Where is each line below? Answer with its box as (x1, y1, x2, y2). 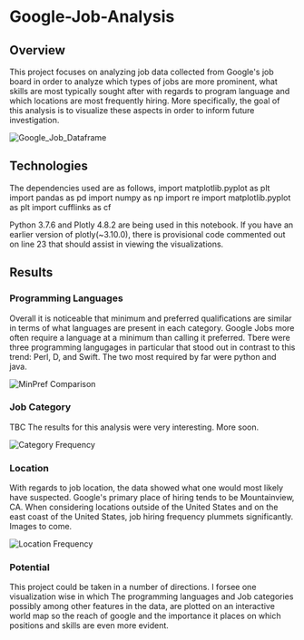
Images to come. (9, 521, 73, 532)
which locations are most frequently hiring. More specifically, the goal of (9, 95, 280, 106)
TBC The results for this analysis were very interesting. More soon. (9, 422, 260, 432)
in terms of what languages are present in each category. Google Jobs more (9, 322, 295, 333)
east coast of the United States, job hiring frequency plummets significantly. (9, 511, 294, 522)
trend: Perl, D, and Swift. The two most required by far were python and (9, 351, 277, 362)
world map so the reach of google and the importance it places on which (9, 610, 281, 622)
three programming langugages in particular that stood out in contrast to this (9, 342, 296, 353)
